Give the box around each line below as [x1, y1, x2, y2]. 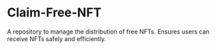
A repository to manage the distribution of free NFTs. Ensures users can [7, 27, 210, 36]
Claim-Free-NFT [7, 5, 102, 21]
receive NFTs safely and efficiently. [7, 34, 107, 42]
